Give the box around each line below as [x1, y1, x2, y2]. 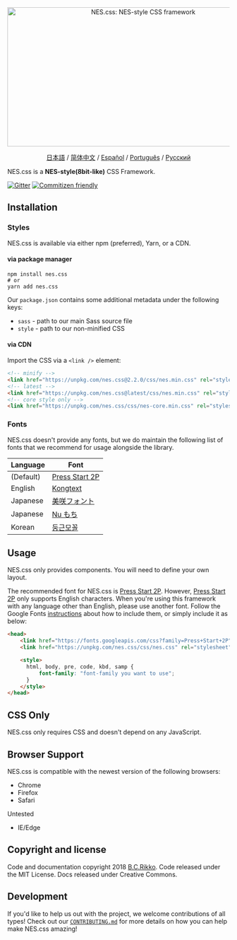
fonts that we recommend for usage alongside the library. [7, 443, 174, 451]
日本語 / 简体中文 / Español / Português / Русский [46, 153, 191, 161]
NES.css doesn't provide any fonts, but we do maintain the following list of [7, 435, 224, 444]
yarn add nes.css [7, 283, 59, 290]
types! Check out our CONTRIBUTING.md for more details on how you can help [7, 917, 228, 925]
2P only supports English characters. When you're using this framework [7, 594, 217, 603]
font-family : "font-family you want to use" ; [38, 670, 175, 677]
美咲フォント [51, 496, 95, 506]
